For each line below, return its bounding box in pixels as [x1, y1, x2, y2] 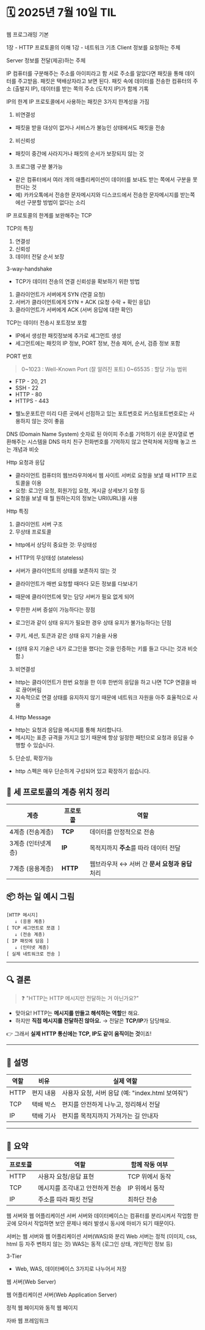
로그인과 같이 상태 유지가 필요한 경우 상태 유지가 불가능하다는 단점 [15, 619, 172, 626]
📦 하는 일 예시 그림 [6, 892, 75, 902]
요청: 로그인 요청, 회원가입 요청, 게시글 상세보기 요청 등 [15, 487, 145, 494]
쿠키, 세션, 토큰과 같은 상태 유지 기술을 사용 [15, 631, 118, 639]
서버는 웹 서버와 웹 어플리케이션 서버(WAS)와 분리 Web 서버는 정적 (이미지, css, [6, 1233, 197, 1240]
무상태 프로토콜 [15, 528, 52, 535]
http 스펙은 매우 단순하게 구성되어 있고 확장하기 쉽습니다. [15, 767, 151, 774]
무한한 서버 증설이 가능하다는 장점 [15, 606, 96, 613]
